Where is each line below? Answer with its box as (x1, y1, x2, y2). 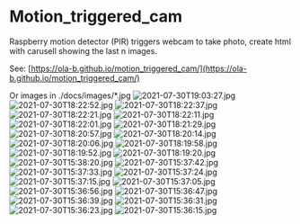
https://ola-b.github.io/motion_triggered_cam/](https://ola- (31, 63, 247, 74)
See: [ (9, 63, 31, 74)
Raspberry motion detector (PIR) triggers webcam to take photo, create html (9, 36, 292, 47)
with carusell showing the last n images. (9, 45, 157, 56)
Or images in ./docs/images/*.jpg (9, 90, 131, 101)
